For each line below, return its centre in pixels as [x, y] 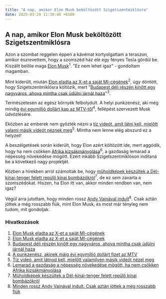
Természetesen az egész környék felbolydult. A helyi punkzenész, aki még [82, 103]
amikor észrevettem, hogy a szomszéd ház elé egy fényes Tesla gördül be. [82, 60]
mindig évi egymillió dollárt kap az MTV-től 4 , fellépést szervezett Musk [78, 109]
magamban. [17, 71]
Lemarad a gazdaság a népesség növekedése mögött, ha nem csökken [85, 265]
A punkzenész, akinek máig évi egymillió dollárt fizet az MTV [75, 254]
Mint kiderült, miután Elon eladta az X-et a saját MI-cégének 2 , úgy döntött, [82, 81]
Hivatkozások [22, 222]
